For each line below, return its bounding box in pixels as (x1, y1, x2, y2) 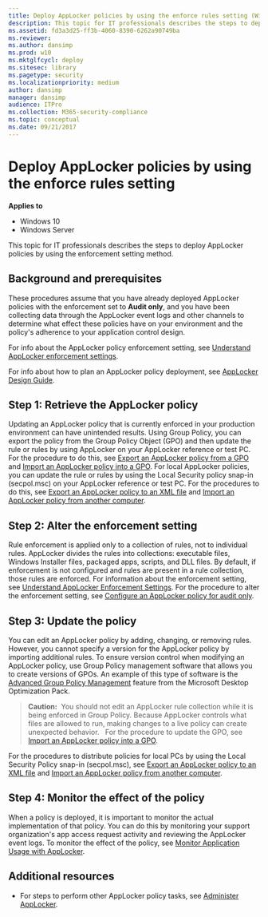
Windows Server (19, 224, 75, 234)
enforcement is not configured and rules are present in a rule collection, (8, 566, 245, 575)
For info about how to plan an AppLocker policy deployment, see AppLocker (8, 367, 259, 376)
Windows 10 (19, 216, 61, 226)
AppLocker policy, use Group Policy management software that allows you (8, 661, 253, 670)
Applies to (8, 200, 43, 210)
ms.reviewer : (8, 34, 52, 42)
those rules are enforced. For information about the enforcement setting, (8, 574, 247, 584)
